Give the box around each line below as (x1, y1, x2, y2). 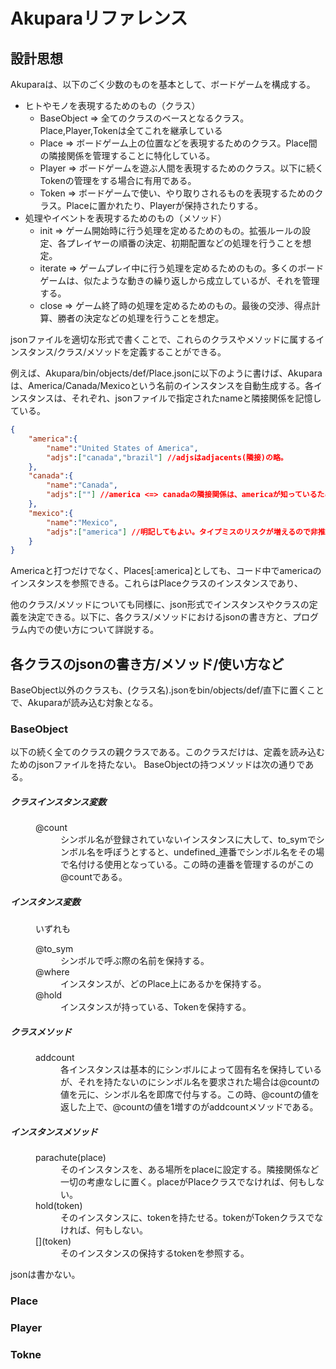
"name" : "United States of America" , (46, 443, 199, 453)
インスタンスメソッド (10, 1125, 98, 1138)
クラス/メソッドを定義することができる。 (56, 346, 227, 358)
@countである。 (60, 871, 128, 883)
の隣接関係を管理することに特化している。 (39, 150, 216, 161)
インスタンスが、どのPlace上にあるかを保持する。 (60, 978, 267, 990)
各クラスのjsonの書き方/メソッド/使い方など (10, 655, 285, 673)
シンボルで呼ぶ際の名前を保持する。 (60, 955, 210, 967)
